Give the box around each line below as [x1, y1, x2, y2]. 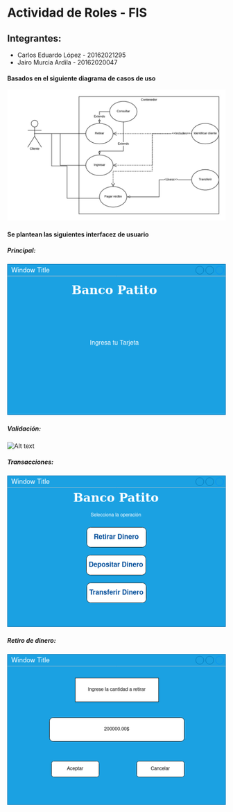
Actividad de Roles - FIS [7, 5, 148, 21]
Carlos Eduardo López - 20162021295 [17, 51, 126, 59]
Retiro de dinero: [7, 636, 57, 644]
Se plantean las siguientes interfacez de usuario [7, 230, 149, 239]
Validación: [7, 424, 42, 433]
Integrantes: [7, 33, 62, 44]
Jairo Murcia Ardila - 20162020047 [17, 58, 118, 67]
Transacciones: [7, 458, 54, 466]
